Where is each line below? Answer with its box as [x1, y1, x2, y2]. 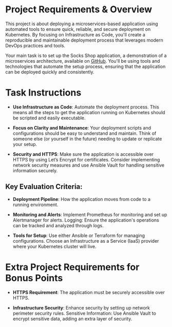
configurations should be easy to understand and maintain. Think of [12, 130, 157, 136]
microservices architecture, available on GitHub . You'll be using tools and [5, 58, 160, 64]
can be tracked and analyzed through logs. [12, 222, 104, 228]
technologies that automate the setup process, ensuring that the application [5, 63, 166, 69]
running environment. [12, 202, 59, 208]
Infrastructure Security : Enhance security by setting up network [12, 304, 150, 311]
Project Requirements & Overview [5, 4, 152, 15]
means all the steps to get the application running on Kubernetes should [12, 109, 165, 115]
